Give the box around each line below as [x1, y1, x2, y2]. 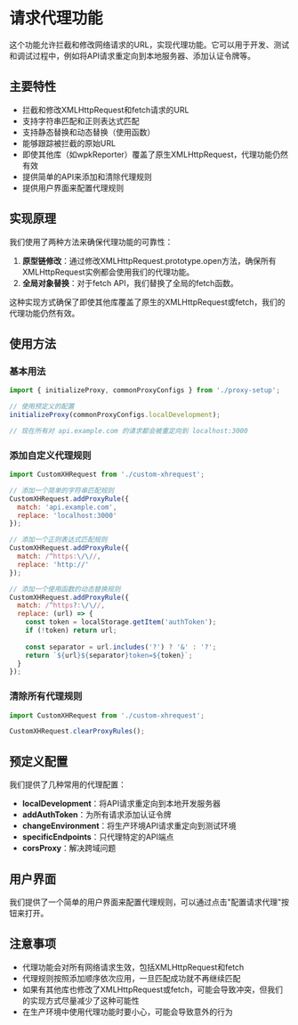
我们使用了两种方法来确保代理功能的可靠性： [9, 236, 173, 247]
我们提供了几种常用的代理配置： [9, 779, 126, 790]
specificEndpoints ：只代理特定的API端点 [21, 832, 174, 842]
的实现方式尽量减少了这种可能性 [21, 995, 140, 1005]
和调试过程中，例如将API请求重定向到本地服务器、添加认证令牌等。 [9, 50, 256, 61]
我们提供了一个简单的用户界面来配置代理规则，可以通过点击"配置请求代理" [9, 897, 282, 907]
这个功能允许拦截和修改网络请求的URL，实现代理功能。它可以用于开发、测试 [9, 39, 290, 50]
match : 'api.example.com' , [17, 503, 117, 512]
